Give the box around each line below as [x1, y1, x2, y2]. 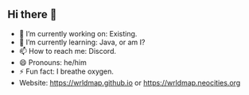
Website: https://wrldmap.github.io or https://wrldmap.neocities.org [18, 78, 241, 87]
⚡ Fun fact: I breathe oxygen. [18, 66, 115, 76]
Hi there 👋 [7, 8, 57, 21]
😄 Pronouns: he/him [18, 57, 87, 67]
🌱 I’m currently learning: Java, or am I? [18, 37, 146, 47]
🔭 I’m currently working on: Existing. [18, 28, 138, 38]
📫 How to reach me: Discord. [18, 46, 117, 55]
